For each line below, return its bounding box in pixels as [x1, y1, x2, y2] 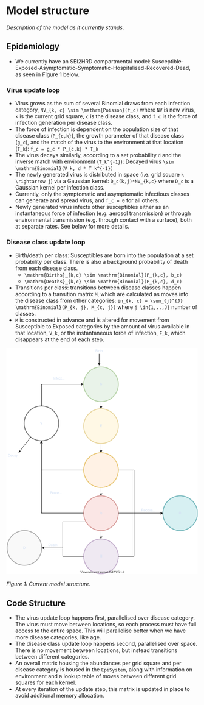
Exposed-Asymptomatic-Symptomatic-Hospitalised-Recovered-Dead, [15, 64, 191, 71]
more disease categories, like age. [15, 634, 101, 641]
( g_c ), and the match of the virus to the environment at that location [15, 138, 184, 146]
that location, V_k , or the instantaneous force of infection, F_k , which [15, 330, 186, 337]
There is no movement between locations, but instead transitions [15, 647, 178, 654]
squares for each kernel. [15, 679, 77, 686]
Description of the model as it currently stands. [6, 24, 124, 31]
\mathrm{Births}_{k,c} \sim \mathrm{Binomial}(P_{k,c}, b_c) [24, 272, 182, 278]
